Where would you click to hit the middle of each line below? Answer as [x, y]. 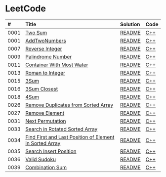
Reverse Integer [44, 48]
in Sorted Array [43, 143]
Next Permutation [46, 121]
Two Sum [36, 33]
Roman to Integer [45, 73]
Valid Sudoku [41, 159]
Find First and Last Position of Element [70, 137]
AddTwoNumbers [46, 41]
